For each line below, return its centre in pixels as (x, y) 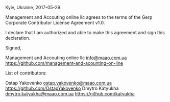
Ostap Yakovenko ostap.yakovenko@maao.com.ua (59, 83)
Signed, (13, 48)
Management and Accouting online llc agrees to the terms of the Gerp (79, 17)
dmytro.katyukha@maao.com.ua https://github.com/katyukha (70, 94)
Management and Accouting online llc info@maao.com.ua (66, 58)
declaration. (18, 38)
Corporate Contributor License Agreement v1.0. (55, 23)
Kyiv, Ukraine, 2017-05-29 (33, 7)
